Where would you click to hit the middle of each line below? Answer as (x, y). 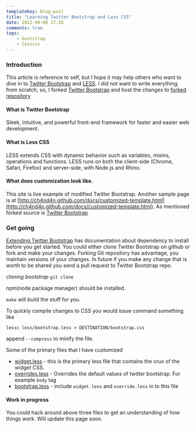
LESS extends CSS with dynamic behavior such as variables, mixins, (88, 155)
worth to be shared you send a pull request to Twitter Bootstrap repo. (89, 266)
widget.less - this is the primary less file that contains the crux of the (97, 361)
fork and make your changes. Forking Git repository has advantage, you (92, 253)
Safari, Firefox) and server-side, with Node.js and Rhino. (73, 167)
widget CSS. (29, 368)
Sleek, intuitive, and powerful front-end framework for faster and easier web (98, 122)
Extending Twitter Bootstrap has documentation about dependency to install (97, 241)
